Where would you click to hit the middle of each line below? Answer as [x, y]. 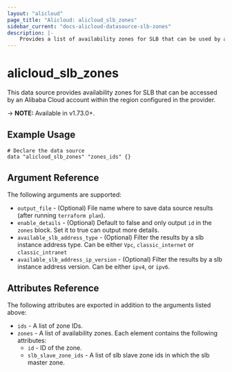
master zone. [46, 362]
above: [17, 312]
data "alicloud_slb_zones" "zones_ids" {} [69, 157]
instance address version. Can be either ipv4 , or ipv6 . [94, 266]
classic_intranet [42, 253]
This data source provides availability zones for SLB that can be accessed [112, 92]
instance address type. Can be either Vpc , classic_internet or [106, 244]
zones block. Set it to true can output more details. [88, 230]
